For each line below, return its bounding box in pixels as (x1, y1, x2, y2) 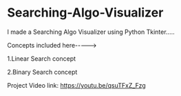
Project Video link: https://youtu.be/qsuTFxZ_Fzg (7, 81, 146, 89)
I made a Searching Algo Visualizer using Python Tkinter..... (7, 28, 175, 36)
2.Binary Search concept (7, 68, 78, 76)
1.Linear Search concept (7, 54, 76, 63)
